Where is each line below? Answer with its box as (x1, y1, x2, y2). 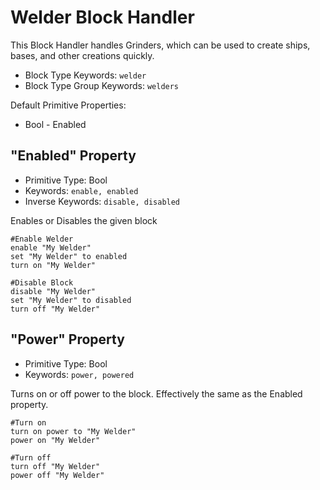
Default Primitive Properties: (10, 99, 127, 111)
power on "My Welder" (10, 435, 101, 445)
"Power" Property (10, 331, 125, 348)
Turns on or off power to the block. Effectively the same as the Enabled (10, 387, 303, 400)
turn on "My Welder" (10, 260, 97, 270)
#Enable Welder (10, 234, 74, 244)
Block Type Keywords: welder (24, 69, 147, 81)
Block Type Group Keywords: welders (24, 79, 180, 91)
